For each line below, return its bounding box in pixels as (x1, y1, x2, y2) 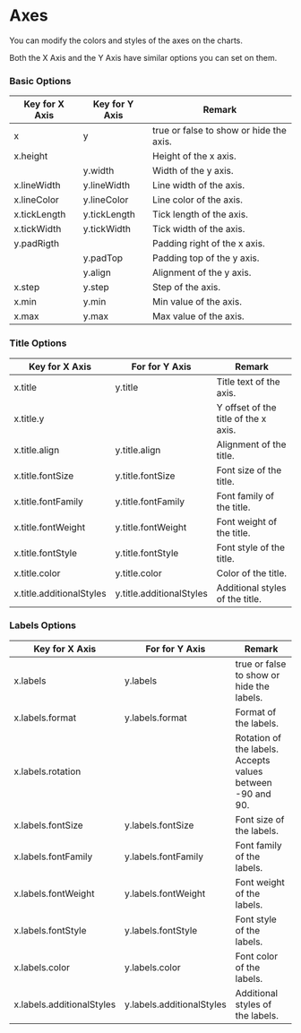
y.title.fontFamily (115, 495, 185, 507)
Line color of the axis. (151, 194, 244, 206)
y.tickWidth (82, 223, 132, 236)
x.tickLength (13, 208, 66, 220)
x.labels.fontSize (13, 819, 83, 831)
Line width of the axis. (151, 179, 245, 192)
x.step (13, 281, 40, 294)
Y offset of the (216, 400, 277, 413)
